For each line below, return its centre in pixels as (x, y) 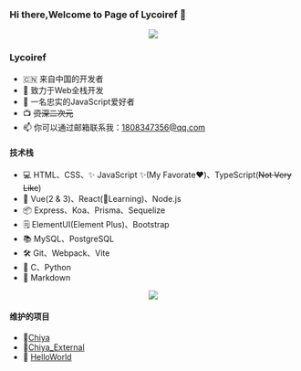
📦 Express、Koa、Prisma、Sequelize (94, 210)
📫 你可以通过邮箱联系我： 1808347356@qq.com (114, 127)
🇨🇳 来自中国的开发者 (63, 79)
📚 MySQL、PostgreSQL (68, 238)
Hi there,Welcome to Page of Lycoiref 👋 (98, 15)
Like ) (32, 187)
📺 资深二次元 (48, 112)
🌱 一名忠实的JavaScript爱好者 (78, 101)
